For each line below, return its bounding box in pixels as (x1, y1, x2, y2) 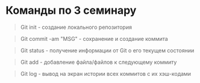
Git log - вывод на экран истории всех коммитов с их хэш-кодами (20, 70, 191, 77)
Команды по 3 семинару (5, 4, 137, 17)
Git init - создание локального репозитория (20, 23, 132, 31)
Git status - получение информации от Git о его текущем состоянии (20, 46, 195, 54)
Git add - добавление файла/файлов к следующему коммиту (20, 58, 177, 66)
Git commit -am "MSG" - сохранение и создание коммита (20, 35, 168, 42)
